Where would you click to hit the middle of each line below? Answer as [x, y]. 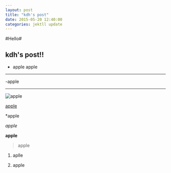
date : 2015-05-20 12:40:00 [34, 19]
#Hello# [13, 39]
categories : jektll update [34, 24]
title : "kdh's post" [27, 15]
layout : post [19, 10]
